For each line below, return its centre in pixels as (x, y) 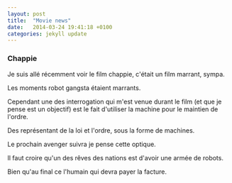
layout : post (27, 14)
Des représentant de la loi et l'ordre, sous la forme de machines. (101, 130)
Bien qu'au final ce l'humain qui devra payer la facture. (87, 172)
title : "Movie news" (39, 21)
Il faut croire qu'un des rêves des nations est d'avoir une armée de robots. (115, 157)
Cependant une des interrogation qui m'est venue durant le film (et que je (115, 101)
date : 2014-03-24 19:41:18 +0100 (60, 27)
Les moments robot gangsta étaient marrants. (74, 88)
